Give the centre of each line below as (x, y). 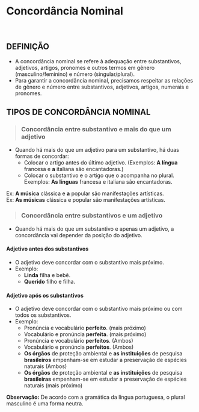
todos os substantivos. (43, 315)
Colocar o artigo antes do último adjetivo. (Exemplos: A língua (101, 163)
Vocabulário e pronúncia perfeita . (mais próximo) (85, 334)
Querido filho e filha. (50, 281)
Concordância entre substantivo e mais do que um (96, 130)
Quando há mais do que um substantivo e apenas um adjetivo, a (94, 229)
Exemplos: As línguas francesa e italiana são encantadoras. (98, 182)
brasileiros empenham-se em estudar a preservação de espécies (106, 360)
